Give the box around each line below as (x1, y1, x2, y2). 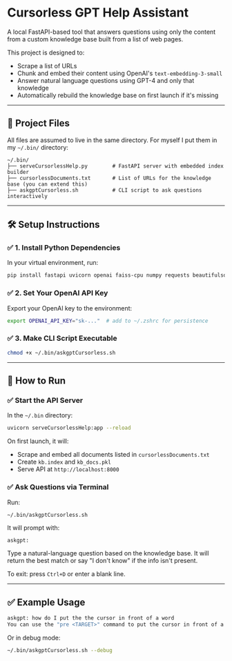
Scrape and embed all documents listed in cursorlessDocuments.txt (17, 451, 210, 459)
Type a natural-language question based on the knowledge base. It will (7, 549, 209, 558)
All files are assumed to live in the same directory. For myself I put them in (7, 136, 217, 144)
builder (7, 168, 30, 175)
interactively (7, 193, 48, 199)
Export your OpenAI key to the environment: (7, 304, 133, 312)
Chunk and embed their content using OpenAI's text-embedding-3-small (17, 69, 223, 77)
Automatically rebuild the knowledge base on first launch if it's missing (17, 91, 219, 99)
